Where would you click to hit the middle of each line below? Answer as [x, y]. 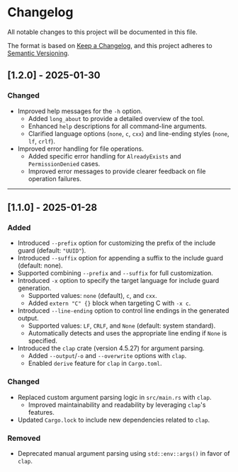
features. [41, 412]
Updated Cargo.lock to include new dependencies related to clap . [114, 420]
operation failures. [55, 178]
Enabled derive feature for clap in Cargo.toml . [95, 363]
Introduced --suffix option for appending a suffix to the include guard [120, 258]
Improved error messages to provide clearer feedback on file [117, 171]
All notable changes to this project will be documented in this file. [103, 32]
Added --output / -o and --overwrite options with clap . [107, 356]
